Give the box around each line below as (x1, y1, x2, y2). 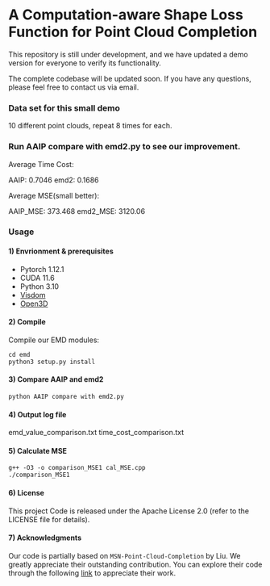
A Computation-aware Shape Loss (8, 6, 243, 24)
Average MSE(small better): (8, 190, 99, 200)
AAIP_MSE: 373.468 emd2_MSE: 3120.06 (8, 206, 146, 216)
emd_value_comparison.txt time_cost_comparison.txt (8, 428, 184, 437)
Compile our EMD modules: (8, 335, 99, 345)
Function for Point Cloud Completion (8, 23, 258, 41)
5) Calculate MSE (8, 446, 67, 455)
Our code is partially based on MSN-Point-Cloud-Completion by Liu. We (8, 550, 241, 560)
